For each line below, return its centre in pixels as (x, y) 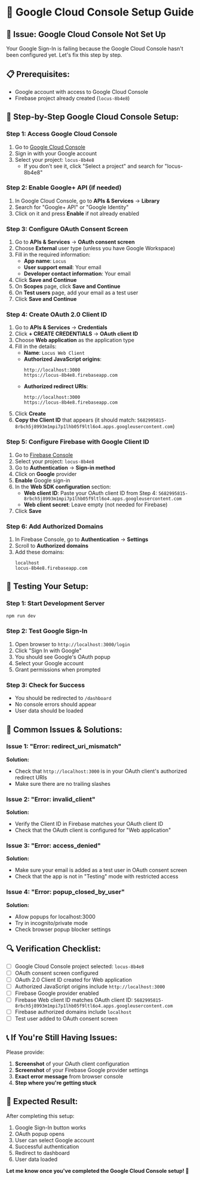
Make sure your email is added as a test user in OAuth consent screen (101, 870)
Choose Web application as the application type (74, 340)
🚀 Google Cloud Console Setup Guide (100, 12)
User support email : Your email (62, 268)
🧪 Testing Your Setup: (47, 587)
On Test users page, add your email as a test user (76, 293)
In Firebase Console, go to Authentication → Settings (81, 539)
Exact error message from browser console (69, 1076)
